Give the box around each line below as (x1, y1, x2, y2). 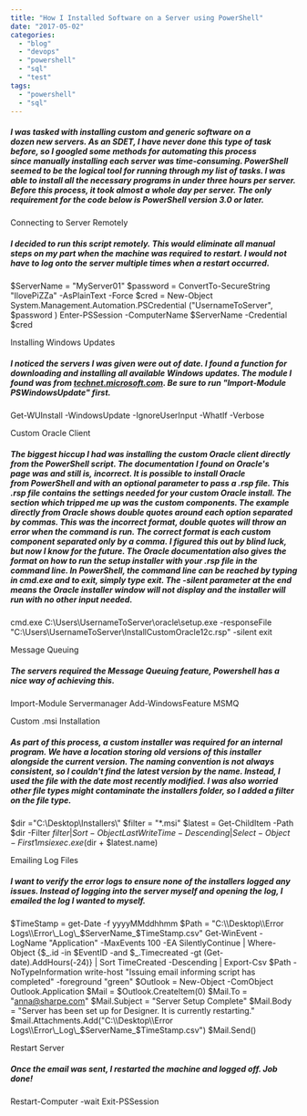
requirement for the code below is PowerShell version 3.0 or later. (10, 193, 265, 205)
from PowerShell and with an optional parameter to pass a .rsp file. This (10, 477, 290, 488)
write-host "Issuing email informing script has (84, 966, 256, 977)
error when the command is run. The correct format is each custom (10, 526, 271, 537)
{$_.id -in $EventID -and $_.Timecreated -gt (36, 947, 202, 958)
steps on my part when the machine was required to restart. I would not (10, 247, 288, 258)
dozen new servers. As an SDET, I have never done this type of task (10, 136, 271, 147)
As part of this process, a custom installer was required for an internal (10, 736, 283, 747)
